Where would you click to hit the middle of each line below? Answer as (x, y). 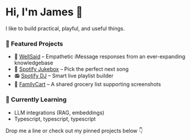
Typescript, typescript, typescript (55, 119)
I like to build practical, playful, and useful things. (65, 28)
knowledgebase (34, 63)
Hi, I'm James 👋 (44, 12)
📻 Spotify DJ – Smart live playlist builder (64, 76)
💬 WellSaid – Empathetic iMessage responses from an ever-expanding (100, 57)
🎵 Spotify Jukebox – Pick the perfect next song (71, 69)
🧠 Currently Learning (36, 100)
